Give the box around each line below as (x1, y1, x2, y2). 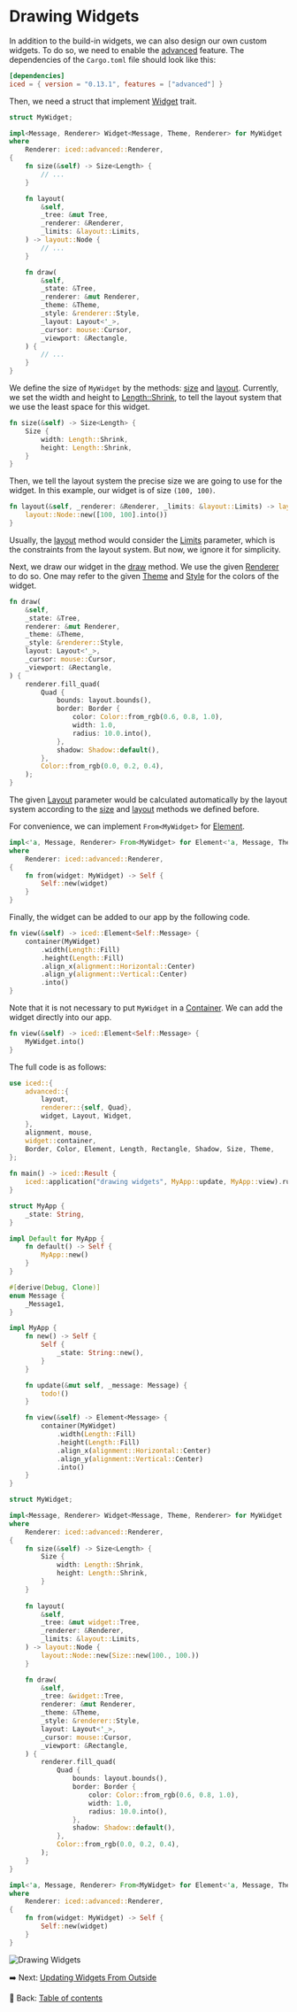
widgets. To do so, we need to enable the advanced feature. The (9, 44, 245, 55)
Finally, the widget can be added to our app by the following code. (9, 912, 250, 923)
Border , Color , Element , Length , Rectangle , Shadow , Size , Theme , (25, 1144, 275, 1153)
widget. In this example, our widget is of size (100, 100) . (9, 485, 216, 496)
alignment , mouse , (25, 1127, 93, 1137)
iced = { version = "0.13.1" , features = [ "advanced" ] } (9, 80, 224, 89)
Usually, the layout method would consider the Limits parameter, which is (9, 534, 276, 546)
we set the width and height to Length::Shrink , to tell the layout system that (9, 392, 282, 403)
